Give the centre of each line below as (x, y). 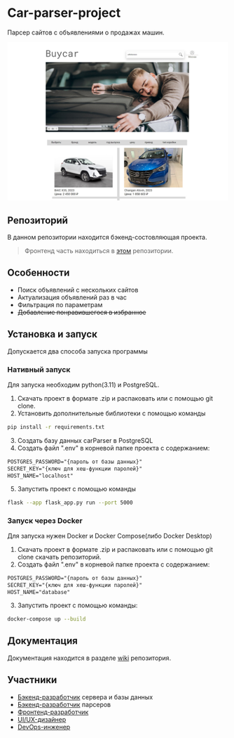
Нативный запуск (39, 369)
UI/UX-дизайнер (42, 719)
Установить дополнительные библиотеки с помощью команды (111, 413)
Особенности (39, 273)
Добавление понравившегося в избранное (82, 312)
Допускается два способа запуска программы (78, 351)
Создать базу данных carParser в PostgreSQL (85, 440)
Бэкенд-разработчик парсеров (64, 704)
